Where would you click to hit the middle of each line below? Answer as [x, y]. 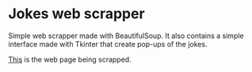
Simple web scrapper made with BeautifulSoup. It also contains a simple [126, 36]
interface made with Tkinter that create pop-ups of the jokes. [108, 44]
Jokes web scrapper [76, 14]
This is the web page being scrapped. [70, 59]
